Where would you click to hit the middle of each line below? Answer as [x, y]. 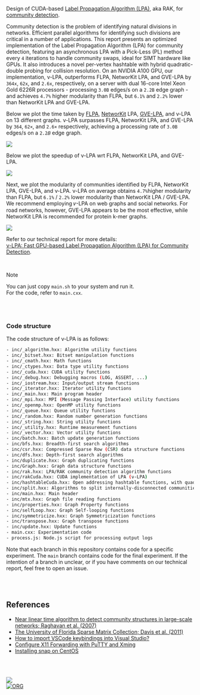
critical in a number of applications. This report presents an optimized [92, 39]
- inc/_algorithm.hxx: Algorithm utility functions [71, 350]
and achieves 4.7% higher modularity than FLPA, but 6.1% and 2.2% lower [94, 96]
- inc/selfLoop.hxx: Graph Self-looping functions [70, 510]
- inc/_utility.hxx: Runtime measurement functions [71, 427]
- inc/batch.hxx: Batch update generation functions [73, 439]
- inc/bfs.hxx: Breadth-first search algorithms [68, 444]
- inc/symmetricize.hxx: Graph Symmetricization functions [81, 516]
